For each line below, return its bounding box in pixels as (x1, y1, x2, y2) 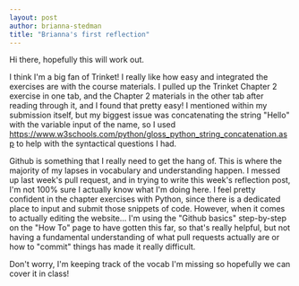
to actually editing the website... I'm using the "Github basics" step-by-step (9, 212, 287, 224)
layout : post (9, 13, 58, 22)
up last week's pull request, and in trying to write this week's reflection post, (9, 175, 291, 186)
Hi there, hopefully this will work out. (9, 55, 145, 65)
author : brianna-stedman (9, 22, 102, 30)
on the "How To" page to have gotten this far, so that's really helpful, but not (9, 222, 291, 233)
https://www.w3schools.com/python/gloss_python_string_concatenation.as (9, 129, 288, 140)
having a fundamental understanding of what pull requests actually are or (9, 232, 280, 243)
